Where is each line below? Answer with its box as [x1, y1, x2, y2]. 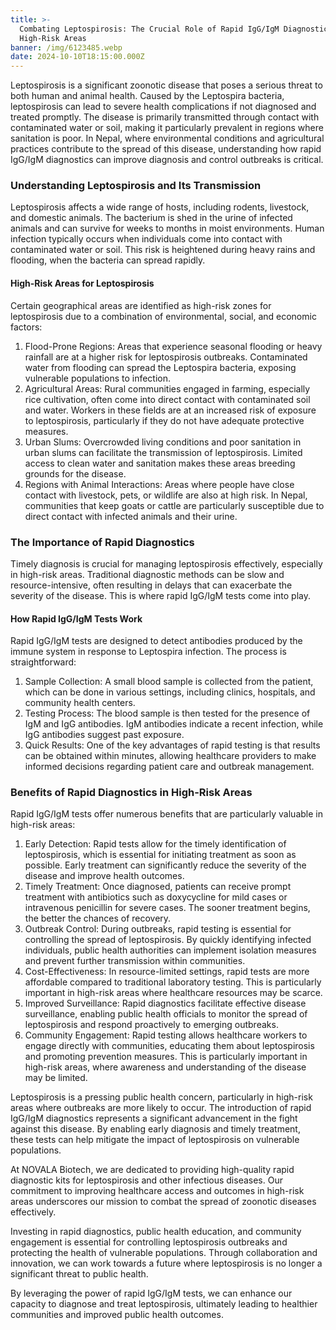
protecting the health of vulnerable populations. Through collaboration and [10, 1247, 318, 1259]
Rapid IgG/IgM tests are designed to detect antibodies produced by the [10, 635, 303, 647]
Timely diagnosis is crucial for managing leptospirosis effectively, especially [10, 557, 323, 570]
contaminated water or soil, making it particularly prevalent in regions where [10, 122, 324, 134]
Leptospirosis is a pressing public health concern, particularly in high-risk [10, 1091, 313, 1103]
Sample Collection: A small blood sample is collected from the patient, [24, 676, 314, 688]
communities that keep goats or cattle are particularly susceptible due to [24, 499, 325, 511]
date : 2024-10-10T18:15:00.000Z [10, 52, 145, 62]
